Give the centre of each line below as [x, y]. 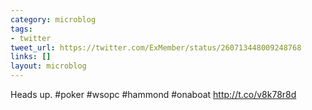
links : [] [31, 57]
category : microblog [53, 19]
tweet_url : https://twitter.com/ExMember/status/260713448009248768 [156, 47]
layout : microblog [48, 66]
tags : [21, 29]
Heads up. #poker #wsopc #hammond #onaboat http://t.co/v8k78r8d [153, 94]
